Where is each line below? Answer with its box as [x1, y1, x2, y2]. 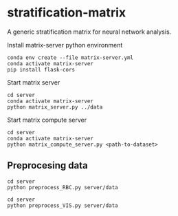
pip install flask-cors [7, 66, 76, 73]
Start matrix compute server [7, 116, 87, 124]
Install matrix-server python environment [7, 41, 123, 49]
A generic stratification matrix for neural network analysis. [7, 28, 172, 36]
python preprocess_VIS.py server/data [7, 202, 118, 209]
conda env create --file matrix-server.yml [7, 54, 134, 61]
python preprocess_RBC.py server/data [7, 184, 118, 191]
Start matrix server [7, 78, 60, 87]
